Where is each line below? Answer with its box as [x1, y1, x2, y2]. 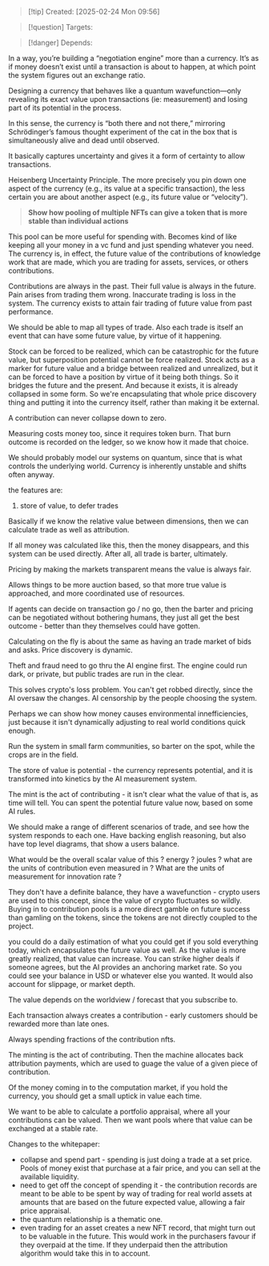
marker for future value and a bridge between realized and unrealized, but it [8, 364, 259, 373]
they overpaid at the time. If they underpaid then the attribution [19, 1240, 228, 1249]
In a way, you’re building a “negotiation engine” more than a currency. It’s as [8, 54, 259, 63]
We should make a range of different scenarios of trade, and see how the [8, 822, 250, 831]
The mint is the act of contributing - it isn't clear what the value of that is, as [8, 790, 259, 799]
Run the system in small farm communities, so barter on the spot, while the [8, 742, 255, 750]
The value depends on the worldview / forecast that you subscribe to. [8, 995, 239, 1005]
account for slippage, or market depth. [8, 980, 136, 989]
